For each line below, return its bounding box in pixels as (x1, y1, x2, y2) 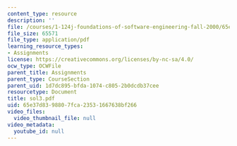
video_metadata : (7, 121, 55, 128)
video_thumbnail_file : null (13, 114, 97, 121)
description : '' (7, 17, 55, 24)
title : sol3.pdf (7, 95, 55, 102)
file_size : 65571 (7, 29, 59, 37)
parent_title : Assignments (7, 69, 87, 76)
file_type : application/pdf (7, 36, 90, 44)
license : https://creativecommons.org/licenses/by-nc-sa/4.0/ (7, 56, 194, 63)
